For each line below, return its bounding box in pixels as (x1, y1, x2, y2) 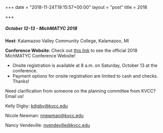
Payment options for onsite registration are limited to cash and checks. (12, 73, 158, 79)
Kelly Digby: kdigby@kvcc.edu (5, 103, 68, 109)
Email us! (5, 93, 24, 99)
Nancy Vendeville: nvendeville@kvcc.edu (5, 122, 90, 128)
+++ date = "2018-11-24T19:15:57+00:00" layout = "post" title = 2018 (5, 4, 147, 10)
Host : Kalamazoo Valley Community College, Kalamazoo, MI (5, 37, 129, 44)
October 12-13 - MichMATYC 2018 (5, 25, 77, 31)
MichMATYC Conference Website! (5, 52, 76, 59)
